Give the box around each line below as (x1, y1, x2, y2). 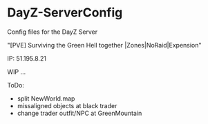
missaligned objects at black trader (17, 101, 117, 110)
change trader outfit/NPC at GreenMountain (17, 109, 142, 117)
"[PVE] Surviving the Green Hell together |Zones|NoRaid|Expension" (7, 41, 202, 49)
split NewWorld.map (17, 94, 75, 103)
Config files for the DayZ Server (7, 28, 98, 36)
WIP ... (7, 68, 26, 76)
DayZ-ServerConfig (7, 5, 123, 21)
